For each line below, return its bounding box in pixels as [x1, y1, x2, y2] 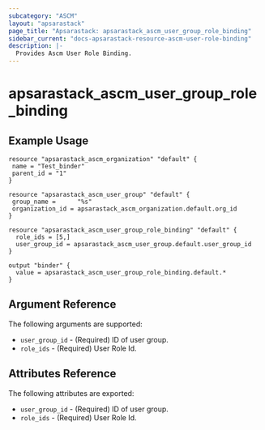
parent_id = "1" [11, 169, 67, 177]
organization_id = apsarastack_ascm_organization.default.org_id [11, 205, 237, 213]
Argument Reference [8, 297, 117, 312]
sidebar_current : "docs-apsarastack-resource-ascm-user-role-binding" [8, 34, 252, 43]
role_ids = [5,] [15, 233, 71, 241]
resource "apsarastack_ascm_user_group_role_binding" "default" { [8, 226, 237, 234]
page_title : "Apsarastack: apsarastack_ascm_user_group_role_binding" [8, 27, 252, 35]
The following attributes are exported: [8, 388, 135, 398]
